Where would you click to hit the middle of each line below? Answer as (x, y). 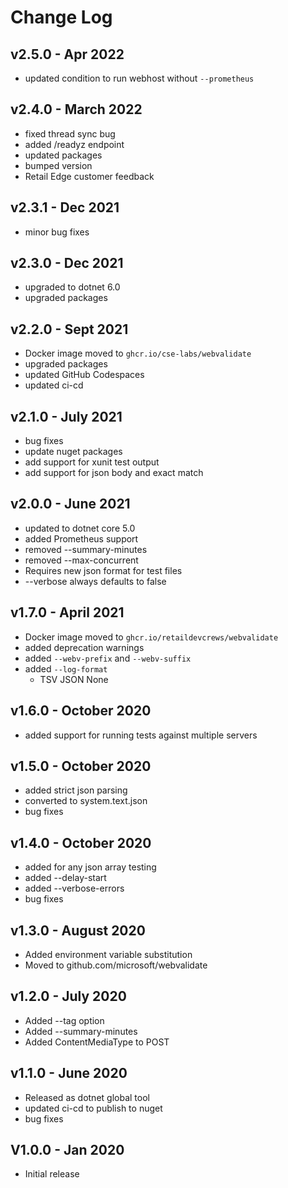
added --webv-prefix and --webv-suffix (108, 658)
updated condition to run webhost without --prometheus (139, 78)
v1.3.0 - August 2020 (78, 930)
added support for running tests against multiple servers (141, 735)
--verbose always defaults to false (95, 581)
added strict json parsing (76, 790)
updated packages (63, 155)
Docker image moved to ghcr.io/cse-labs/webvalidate (138, 353)
